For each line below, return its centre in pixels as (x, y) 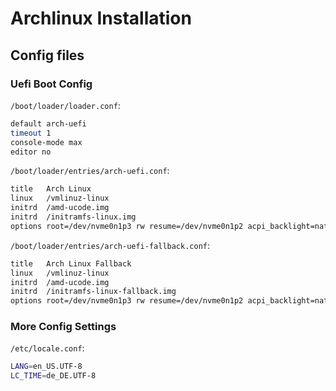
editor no (31, 152)
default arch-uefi (48, 123)
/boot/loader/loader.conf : (65, 105)
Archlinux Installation (101, 18)
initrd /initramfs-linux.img (73, 217)
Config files (47, 55)
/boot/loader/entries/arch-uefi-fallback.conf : (110, 245)
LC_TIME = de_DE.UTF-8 (53, 376)
